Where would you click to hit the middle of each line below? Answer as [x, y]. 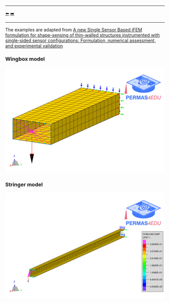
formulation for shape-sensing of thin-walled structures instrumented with [83, 35]
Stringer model [24, 184]
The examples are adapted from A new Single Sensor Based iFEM [74, 30]
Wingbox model [25, 59]
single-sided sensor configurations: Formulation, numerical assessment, [80, 40]
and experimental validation [34, 46]
